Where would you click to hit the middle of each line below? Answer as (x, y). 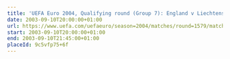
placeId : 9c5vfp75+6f (38, 45)
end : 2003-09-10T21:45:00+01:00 (53, 39)
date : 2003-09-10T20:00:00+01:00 (55, 20)
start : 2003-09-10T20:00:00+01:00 (56, 32)
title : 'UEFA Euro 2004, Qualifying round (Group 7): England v (101, 13)
